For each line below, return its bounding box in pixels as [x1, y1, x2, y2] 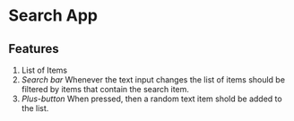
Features [8, 41, 59, 56]
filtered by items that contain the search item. [21, 84, 190, 94]
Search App [8, 5, 99, 26]
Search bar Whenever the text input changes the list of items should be [21, 74, 286, 85]
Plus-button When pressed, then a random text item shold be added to [21, 93, 283, 104]
